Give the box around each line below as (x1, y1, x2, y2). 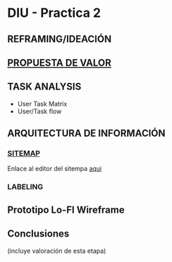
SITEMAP (7, 149, 41, 158)
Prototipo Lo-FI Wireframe (7, 204, 125, 216)
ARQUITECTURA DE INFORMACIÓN (7, 127, 166, 139)
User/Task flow (17, 107, 62, 116)
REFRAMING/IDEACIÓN (7, 33, 111, 45)
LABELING (7, 182, 44, 192)
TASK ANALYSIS (7, 81, 82, 93)
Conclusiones (7, 227, 70, 240)
